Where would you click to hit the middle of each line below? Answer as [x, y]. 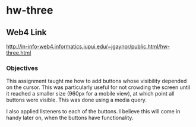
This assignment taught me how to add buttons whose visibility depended [97, 81]
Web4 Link [26, 32]
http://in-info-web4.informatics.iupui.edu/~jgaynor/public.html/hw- [88, 46]
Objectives [22, 68]
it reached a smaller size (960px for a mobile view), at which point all [90, 94]
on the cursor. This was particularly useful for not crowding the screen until [98, 87]
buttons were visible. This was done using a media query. [77, 100]
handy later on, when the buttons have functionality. [70, 118]
